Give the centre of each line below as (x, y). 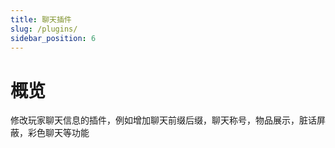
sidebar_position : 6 (53, 38)
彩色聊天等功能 (58, 133)
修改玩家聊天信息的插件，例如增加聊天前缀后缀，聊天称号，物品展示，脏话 (163, 120)
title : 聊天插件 (41, 19)
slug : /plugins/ (44, 29)
